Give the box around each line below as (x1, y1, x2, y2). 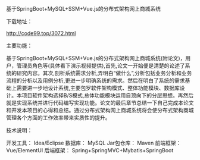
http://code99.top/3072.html (6, 30, 76, 37)
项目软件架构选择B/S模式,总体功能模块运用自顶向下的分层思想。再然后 (21, 92, 194, 99)
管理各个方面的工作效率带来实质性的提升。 (6, 114, 111, 121)
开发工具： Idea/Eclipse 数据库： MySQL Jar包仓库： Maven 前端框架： (6, 139, 182, 146)
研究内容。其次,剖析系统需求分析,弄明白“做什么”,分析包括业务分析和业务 (16, 70, 192, 76)
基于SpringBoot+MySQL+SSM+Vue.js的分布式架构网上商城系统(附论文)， (6, 55, 186, 61)
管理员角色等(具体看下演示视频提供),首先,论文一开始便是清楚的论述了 (16, 62, 186, 69)
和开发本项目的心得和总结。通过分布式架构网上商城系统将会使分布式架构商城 (6, 106, 194, 114)
